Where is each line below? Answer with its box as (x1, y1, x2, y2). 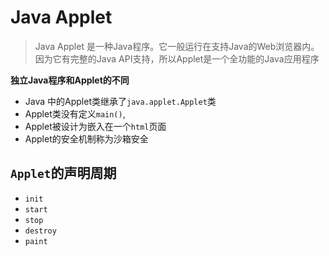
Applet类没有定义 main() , (24, 107, 126, 120)
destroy (24, 226, 57, 236)
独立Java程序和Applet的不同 (10, 74, 130, 86)
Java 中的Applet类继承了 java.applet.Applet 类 (24, 95, 217, 107)
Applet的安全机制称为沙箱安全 (24, 132, 149, 145)
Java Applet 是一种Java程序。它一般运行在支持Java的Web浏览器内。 (34, 40, 320, 52)
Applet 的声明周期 (10, 165, 117, 182)
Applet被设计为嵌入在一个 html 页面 (24, 120, 167, 132)
